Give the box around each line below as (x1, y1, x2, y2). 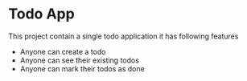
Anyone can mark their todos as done (19, 63, 145, 73)
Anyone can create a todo (19, 47, 106, 56)
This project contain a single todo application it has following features (8, 31, 239, 41)
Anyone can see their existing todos (19, 55, 139, 65)
